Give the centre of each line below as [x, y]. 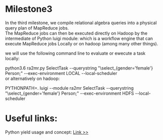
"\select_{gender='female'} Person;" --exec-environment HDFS [70, 93]
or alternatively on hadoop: [33, 78]
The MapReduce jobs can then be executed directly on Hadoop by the [76, 33]
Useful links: [31, 119]
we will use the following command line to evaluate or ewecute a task [75, 53]
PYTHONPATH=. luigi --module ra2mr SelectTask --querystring [69, 88]
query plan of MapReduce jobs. [37, 28]
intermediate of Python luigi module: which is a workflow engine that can [79, 38]
